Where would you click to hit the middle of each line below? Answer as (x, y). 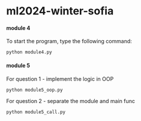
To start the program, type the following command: (69, 41)
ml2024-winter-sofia (60, 11)
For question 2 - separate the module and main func (70, 101)
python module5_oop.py (34, 90)
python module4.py (29, 52)
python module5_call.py (36, 112)
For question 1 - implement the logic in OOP (60, 78)
